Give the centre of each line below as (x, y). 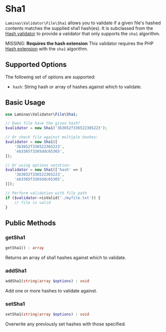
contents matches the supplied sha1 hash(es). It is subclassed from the (79, 28)
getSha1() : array (25, 248)
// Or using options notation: (38, 165)
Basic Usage (25, 102)
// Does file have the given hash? (43, 123)
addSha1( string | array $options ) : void (47, 281)
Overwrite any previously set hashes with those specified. (66, 324)
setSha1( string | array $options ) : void (47, 314)
